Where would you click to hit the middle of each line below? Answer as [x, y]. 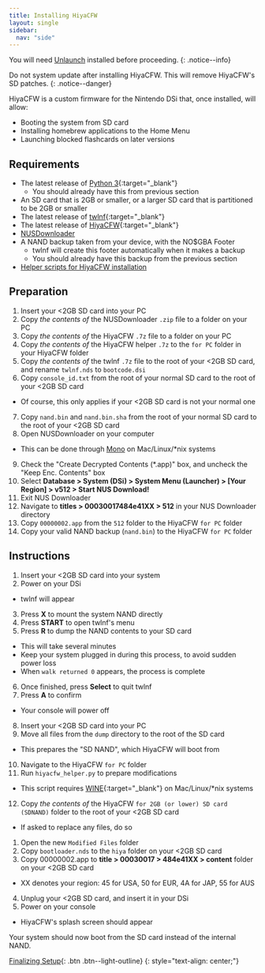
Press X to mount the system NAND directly [91, 614]
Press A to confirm [51, 694]
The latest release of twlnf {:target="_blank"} [92, 217]
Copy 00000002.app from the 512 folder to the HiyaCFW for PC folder [131, 522]
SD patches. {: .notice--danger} [61, 84]
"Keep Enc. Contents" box [63, 472]
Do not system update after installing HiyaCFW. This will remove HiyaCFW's [132, 75]
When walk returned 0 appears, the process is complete [113, 671]
